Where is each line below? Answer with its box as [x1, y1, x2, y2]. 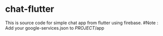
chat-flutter [5, 3, 55, 15]
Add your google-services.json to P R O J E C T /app [5, 25, 104, 31]
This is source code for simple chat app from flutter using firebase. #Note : [5, 20, 159, 26]
